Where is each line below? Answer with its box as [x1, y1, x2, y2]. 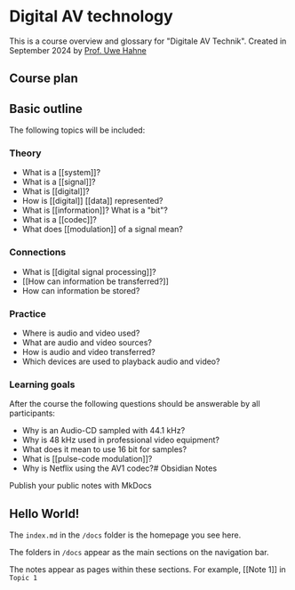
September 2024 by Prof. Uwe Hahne [9, 44, 147, 55]
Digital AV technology [9, 6, 173, 27]
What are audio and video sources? [21, 337, 153, 348]
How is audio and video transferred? [21, 347, 155, 358]
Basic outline [9, 101, 83, 117]
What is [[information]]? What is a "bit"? [21, 205, 169, 215]
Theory [9, 147, 42, 159]
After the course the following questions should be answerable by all [9, 399, 260, 409]
